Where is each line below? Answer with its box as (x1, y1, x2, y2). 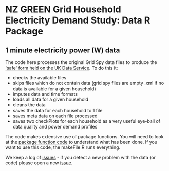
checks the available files (12, 75, 67, 80)
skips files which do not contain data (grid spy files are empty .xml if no (12, 80, 164, 86)
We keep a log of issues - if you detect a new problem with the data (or (5, 155, 156, 160)
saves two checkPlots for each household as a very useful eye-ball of (12, 118, 161, 124)
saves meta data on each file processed (12, 113, 98, 119)
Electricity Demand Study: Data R (5, 14, 151, 26)
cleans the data (12, 102, 46, 108)
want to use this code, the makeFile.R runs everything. (5, 144, 121, 151)
